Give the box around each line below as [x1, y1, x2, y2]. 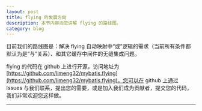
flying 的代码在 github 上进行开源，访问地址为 [6, 63, 120, 70]
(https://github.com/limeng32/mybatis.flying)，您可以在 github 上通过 [6, 77, 179, 84]
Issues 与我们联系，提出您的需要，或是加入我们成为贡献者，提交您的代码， [6, 85, 192, 92]
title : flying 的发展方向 [6, 14, 67, 20]
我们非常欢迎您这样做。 [6, 92, 64, 99]
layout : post [6, 8, 39, 15]
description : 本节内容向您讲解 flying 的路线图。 [6, 20, 121, 26]
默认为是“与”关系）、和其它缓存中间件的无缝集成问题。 [6, 50, 140, 58]
